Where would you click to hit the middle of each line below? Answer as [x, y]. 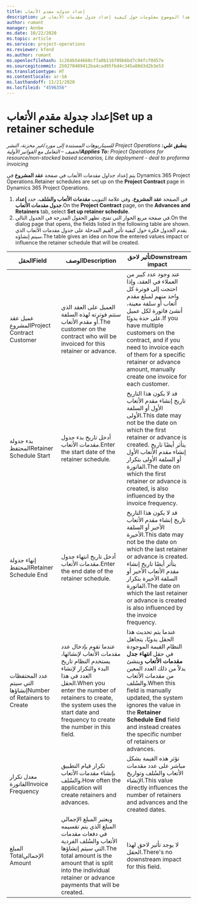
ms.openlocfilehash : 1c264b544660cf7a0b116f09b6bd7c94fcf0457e [85, 60]
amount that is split [87, 862]
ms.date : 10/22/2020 [32, 33]
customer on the [84, 329]
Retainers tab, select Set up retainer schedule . [72, 211]
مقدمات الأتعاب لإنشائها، [91, 654]
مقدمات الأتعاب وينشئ [155, 661]
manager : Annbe [25, 28]
